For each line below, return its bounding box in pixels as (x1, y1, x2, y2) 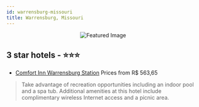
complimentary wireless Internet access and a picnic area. (21, 94, 170, 101)
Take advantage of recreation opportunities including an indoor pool (21, 81, 194, 89)
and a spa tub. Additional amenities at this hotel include (21, 87, 162, 95)
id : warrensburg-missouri (6, 9, 72, 15)
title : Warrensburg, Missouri (6, 15, 84, 21)
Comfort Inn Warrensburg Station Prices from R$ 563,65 (15, 69, 158, 76)
